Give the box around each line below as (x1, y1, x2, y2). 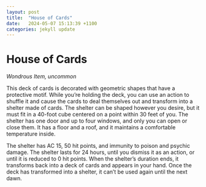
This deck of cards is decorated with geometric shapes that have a (6, 85, 175, 92)
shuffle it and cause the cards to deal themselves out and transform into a (6, 97, 193, 105)
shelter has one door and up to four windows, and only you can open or (6, 117, 188, 124)
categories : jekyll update (6, 26, 75, 32)
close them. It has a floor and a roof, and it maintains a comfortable (6, 124, 176, 131)
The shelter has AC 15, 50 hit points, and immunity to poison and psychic (6, 142, 190, 150)
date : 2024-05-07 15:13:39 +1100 (6, 20, 97, 26)
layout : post (6, 9, 40, 15)
